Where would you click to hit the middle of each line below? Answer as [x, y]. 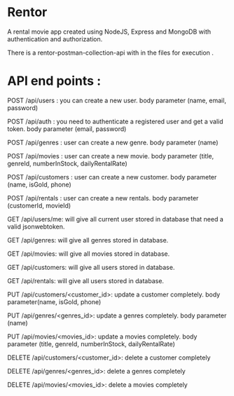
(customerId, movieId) [39, 205]
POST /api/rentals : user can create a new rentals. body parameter [103, 198]
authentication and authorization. [55, 39]
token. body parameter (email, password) [67, 129]
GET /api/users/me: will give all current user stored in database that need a [116, 219]
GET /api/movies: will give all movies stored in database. [89, 254]
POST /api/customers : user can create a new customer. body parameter [112, 177]
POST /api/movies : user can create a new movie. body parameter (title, [111, 156]
